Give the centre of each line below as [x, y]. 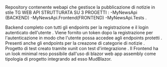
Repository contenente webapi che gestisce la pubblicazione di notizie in [80, 7]
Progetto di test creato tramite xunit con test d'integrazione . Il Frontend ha [82, 48]
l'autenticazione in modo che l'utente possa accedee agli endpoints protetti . [84, 38]
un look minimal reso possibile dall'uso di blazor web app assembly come [81, 54]
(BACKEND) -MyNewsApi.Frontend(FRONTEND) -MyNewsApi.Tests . [76, 18]
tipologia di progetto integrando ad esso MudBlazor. [59, 59]
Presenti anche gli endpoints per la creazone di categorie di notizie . [75, 43]
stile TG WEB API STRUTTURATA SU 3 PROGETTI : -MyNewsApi [71, 12]
